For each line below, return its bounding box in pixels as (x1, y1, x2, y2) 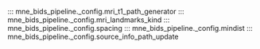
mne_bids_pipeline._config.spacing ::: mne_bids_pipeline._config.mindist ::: (7, 24, 254, 32)
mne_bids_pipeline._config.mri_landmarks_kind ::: (7, 15, 170, 24)
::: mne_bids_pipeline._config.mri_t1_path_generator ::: (7, 7, 184, 16)
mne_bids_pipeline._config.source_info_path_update (7, 32, 180, 41)
